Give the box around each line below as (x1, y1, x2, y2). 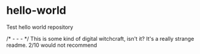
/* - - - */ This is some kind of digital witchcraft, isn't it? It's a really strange (6, 35, 195, 42)
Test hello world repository (6, 23, 74, 31)
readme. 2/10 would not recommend (6, 41, 97, 49)
